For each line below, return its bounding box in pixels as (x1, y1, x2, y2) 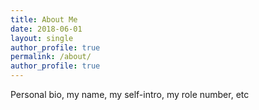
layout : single (10, 33, 74, 43)
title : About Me (10, 14, 78, 25)
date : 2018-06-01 (10, 24, 83, 34)
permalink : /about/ (10, 52, 92, 62)
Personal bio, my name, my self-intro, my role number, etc (10, 89, 250, 100)
